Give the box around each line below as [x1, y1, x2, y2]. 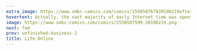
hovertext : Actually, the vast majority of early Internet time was [6, 14, 177, 20]
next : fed [6, 25, 30, 31]
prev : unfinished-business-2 [6, 30, 77, 36]
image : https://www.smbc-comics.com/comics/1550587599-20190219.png [6, 19, 177, 25]
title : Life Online [6, 36, 54, 42]
